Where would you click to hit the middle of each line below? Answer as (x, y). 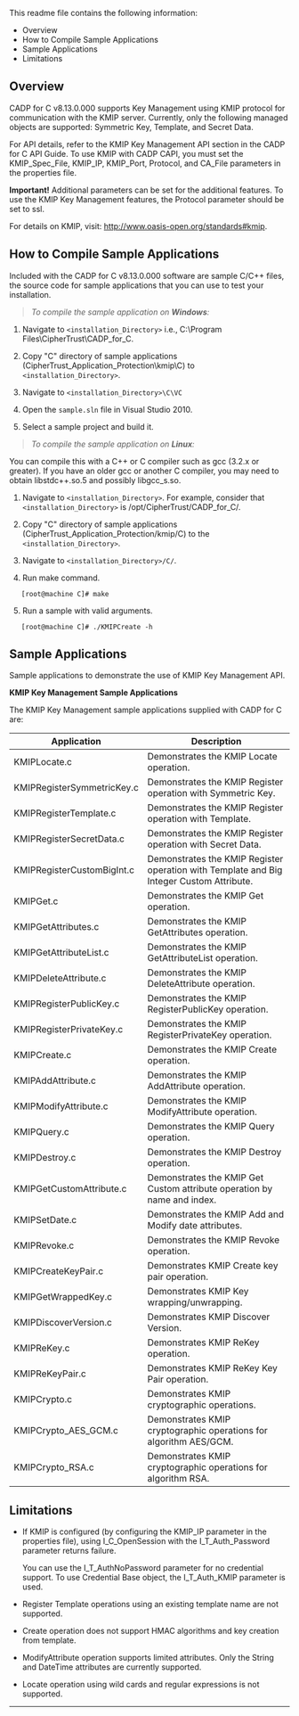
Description (216, 742)
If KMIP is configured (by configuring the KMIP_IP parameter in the (144, 1531)
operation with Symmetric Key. (211, 793)
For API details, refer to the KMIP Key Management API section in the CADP (147, 144)
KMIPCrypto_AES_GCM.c (66, 1431)
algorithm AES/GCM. (190, 1441)
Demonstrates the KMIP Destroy (214, 1152)
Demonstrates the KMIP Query (211, 1127)
